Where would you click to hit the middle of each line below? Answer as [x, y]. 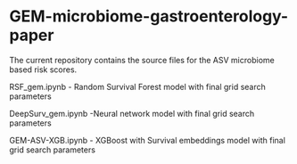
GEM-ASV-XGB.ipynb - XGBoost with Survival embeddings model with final [147, 140]
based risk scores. [43, 70]
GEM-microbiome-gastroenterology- [149, 16]
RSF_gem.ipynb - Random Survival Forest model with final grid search [137, 86]
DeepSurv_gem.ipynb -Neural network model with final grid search [132, 113]
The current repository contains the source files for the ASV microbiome [142, 60]
